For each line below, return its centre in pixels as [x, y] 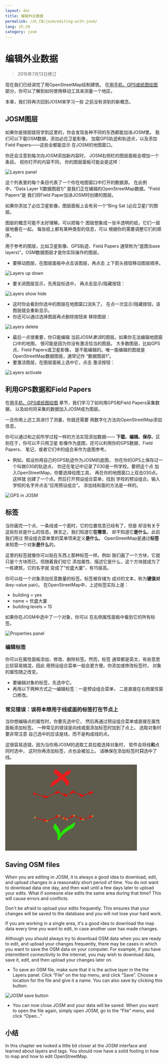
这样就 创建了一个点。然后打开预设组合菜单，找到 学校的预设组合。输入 [86, 479]
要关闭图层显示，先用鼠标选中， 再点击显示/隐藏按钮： [69, 283]
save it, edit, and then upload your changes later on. [59, 960]
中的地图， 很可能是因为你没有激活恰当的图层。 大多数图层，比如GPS [89, 343]
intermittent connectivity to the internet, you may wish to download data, [80, 954]
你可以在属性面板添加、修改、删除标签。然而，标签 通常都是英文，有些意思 [83, 659]
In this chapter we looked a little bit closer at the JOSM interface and [76, 1045]
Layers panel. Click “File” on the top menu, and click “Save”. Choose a [85, 975]
